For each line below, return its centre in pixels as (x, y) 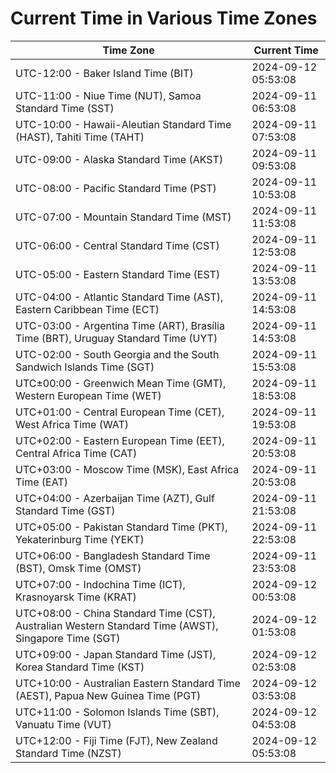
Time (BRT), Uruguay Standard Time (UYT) (116, 338)
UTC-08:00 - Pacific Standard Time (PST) (116, 188)
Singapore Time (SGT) (68, 638)
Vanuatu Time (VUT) (63, 724)
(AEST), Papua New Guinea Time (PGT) (108, 695)
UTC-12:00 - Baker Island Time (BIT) (104, 73)
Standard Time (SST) (65, 108)
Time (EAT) (41, 482)
